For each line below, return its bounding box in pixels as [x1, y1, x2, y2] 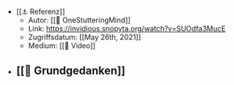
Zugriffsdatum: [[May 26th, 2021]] [27, 32, 141, 42]
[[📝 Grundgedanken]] [15, 64, 126, 78]
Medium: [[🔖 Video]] [27, 41, 96, 51]
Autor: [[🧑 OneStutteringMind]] [27, 15, 131, 25]
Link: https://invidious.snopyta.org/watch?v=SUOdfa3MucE [27, 24, 226, 33]
